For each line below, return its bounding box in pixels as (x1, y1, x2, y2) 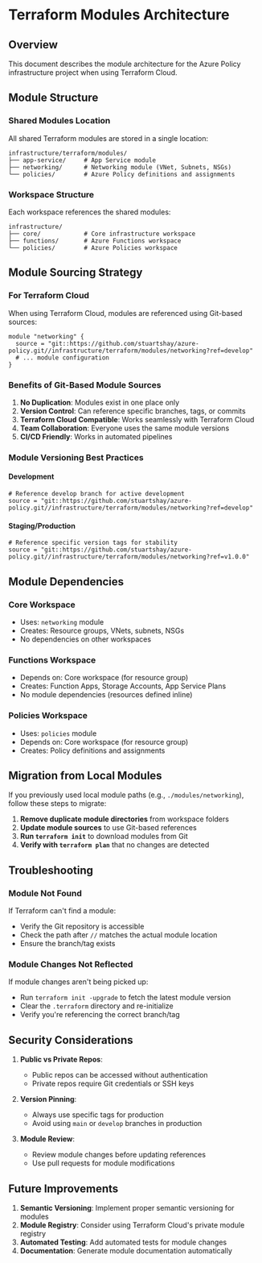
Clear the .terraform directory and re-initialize (19, 1001, 174, 1011)
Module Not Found (8, 887, 83, 899)
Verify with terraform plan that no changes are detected (19, 840, 210, 850)
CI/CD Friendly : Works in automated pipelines (19, 431, 173, 441)
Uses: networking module (19, 617, 104, 626)
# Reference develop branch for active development (8, 490, 185, 498)
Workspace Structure (8, 189, 95, 200)
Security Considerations (8, 1033, 134, 1047)
